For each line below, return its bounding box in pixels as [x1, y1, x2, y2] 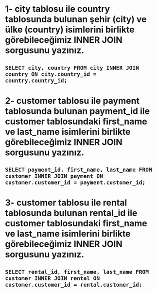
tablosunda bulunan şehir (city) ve [5, 14, 147, 25]
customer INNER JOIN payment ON [5, 173, 104, 180]
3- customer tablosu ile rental [5, 197, 127, 208]
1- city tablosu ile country [5, 3, 110, 15]
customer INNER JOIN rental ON [5, 275, 100, 282]
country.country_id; [5, 77, 68, 84]
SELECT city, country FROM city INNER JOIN [5, 64, 140, 71]
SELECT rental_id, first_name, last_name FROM [5, 268, 149, 275]
